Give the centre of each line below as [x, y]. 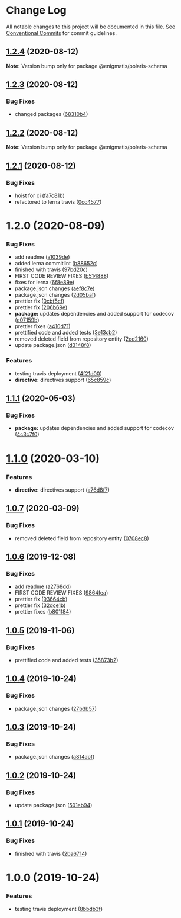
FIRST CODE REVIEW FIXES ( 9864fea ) [61, 593]
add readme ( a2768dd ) [43, 586]
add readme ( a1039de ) [42, 257]
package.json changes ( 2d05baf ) [55, 295]
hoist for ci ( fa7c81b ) [40, 195]
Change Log [36, 10]
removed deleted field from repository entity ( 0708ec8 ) [82, 538]
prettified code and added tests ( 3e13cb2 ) [66, 333]
